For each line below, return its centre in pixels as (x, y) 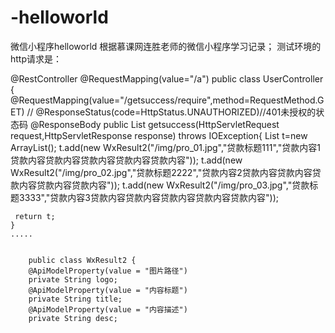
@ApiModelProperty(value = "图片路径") (108, 271)
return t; (35, 216)
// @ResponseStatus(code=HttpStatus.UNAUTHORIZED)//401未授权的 (171, 112)
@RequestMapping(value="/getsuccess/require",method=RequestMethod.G (167, 100)
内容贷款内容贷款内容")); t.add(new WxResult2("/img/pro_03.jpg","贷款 (164, 185)
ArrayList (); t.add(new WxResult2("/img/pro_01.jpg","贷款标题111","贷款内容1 (165, 147)
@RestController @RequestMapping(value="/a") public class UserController (167, 78)
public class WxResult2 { (82, 260)
